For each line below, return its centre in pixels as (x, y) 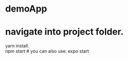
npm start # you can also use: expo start (47, 51)
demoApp (26, 9)
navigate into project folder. (65, 32)
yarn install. (17, 46)
